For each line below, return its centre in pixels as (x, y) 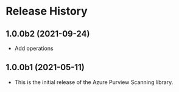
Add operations (34, 48)
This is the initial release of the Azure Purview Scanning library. (94, 82)
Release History (47, 11)
